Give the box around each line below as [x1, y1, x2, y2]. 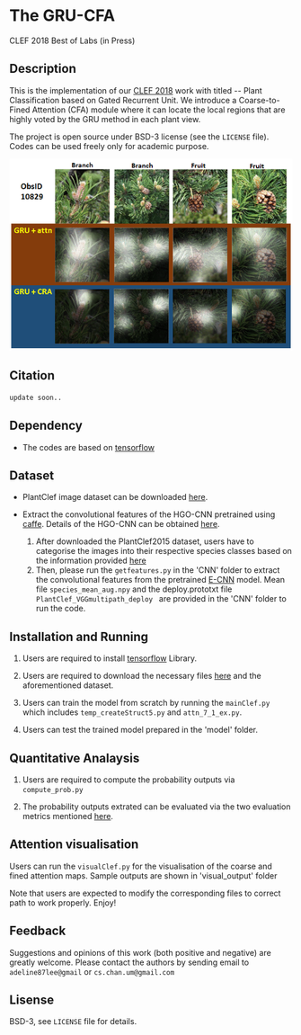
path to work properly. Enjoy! [9, 897, 117, 908]
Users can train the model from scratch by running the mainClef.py [22, 698, 270, 709]
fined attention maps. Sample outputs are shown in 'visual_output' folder [9, 870, 278, 881]
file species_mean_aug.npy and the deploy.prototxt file [35, 584, 233, 594]
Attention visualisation [9, 837, 139, 852]
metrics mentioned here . [22, 811, 114, 822]
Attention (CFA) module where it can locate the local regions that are [31, 104, 286, 115]
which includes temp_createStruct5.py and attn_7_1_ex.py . [22, 707, 243, 718]
